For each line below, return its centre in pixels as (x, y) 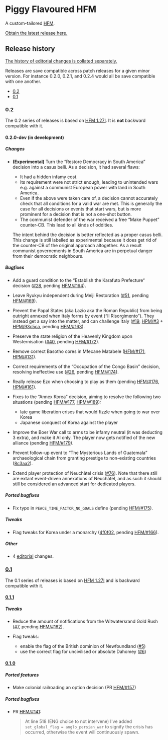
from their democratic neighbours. (48, 256)
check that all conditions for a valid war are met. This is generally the (91, 203)
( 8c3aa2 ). (23, 463)
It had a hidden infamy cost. (49, 177)
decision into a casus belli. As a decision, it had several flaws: (76, 167)
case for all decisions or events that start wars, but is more (80, 209)
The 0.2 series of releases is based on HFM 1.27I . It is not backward (75, 121)
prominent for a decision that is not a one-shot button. (76, 214)
